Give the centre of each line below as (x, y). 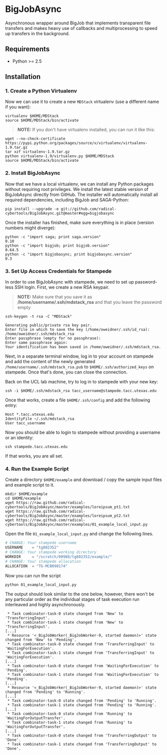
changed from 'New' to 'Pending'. (41, 640)
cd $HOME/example (23, 498)
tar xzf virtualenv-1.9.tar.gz (38, 152)
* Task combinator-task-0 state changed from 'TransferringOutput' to (82, 735)
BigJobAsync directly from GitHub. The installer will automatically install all (82, 194)
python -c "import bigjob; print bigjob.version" (58, 245)
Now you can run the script (33, 575)
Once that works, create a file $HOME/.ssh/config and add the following (78, 400)
